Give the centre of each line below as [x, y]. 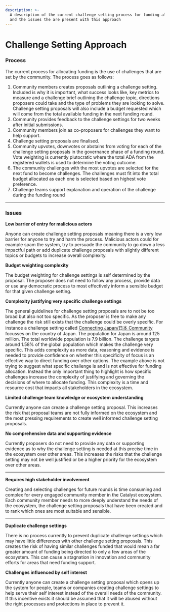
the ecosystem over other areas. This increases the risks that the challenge [84, 454]
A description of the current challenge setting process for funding [84, 15]
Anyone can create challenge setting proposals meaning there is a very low [84, 234]
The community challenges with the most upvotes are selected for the [86, 168]
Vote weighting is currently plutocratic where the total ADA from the [83, 157]
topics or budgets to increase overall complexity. [56, 255]
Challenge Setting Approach [66, 45]
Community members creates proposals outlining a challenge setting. [85, 86]
